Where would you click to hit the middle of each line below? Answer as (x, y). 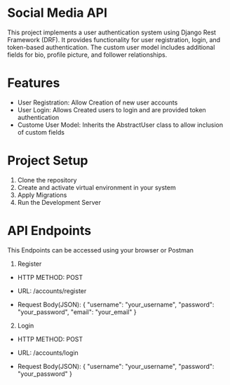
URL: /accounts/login (48, 353)
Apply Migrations (42, 195)
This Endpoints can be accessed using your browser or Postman (101, 250)
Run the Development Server (59, 202)
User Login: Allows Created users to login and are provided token (112, 109)
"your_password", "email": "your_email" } (77, 312)
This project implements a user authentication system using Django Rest (111, 32)
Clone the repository (47, 180)
